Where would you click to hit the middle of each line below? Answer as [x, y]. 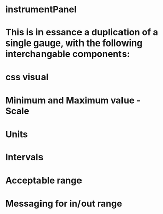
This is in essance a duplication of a [82, 33]
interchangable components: [68, 54]
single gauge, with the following [74, 43]
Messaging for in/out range [64, 204]
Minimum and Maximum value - [73, 100]
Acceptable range [44, 180]
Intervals [24, 157]
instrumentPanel [41, 9]
